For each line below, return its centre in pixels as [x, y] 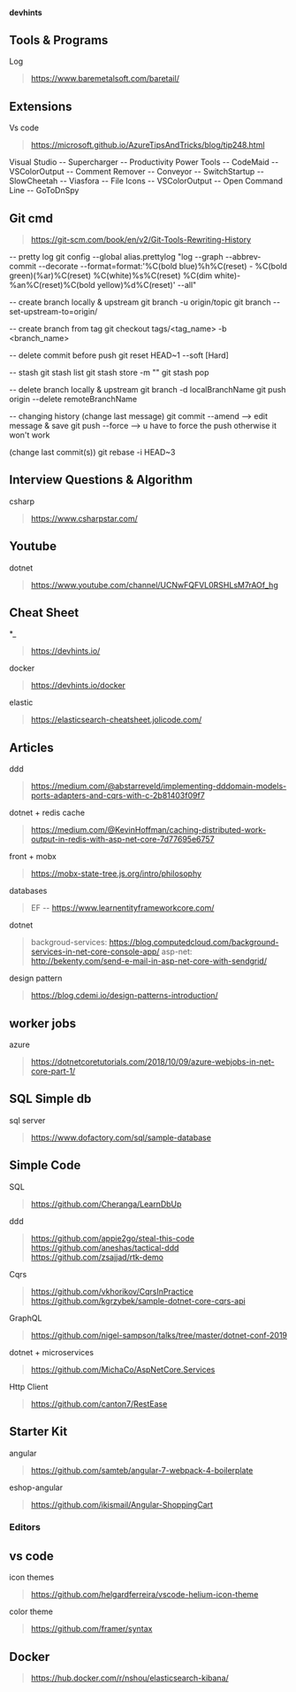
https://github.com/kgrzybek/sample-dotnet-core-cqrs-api [138, 1300]
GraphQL [26, 1318]
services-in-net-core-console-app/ [95, 951]
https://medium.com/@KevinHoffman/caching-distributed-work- [148, 830]
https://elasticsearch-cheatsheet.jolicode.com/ [116, 720]
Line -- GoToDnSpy [44, 190]
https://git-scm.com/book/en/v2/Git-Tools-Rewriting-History [141, 240]
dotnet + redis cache [47, 813]
